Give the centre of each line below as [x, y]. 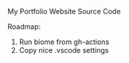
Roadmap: [24, 26]
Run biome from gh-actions [64, 42]
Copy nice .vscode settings [64, 50]
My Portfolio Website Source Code [64, 11]
